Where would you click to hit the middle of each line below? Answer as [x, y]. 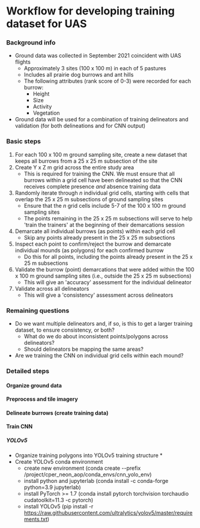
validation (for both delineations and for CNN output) [80, 126]
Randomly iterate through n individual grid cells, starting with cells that [102, 193]
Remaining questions [38, 311]
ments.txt [36, 519]
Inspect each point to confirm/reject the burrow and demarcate [93, 244]
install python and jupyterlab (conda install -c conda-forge [96, 481]
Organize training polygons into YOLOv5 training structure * [89, 455]
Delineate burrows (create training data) [57, 413]
